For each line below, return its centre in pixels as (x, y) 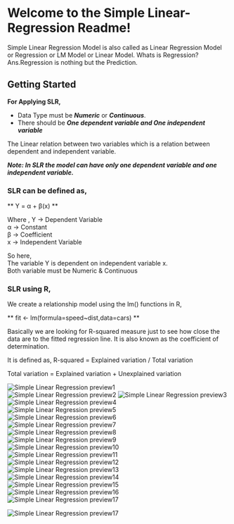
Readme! (104, 28)
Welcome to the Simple (76, 13)
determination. (28, 347)
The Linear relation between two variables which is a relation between (109, 144)
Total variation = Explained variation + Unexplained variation (94, 374)
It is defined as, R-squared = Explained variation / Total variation (100, 360)
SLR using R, (29, 289)
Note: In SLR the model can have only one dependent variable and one (112, 165)
